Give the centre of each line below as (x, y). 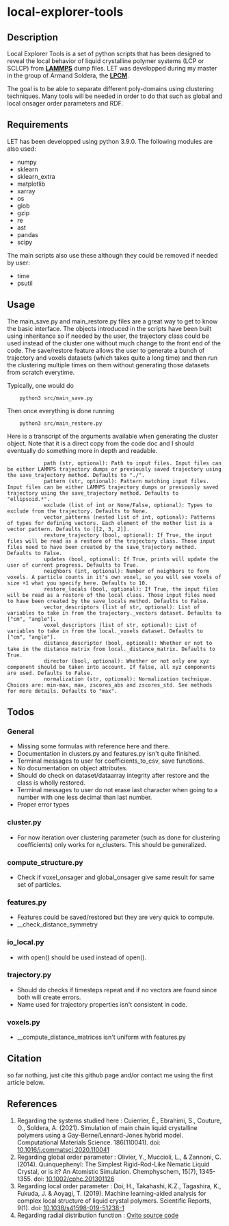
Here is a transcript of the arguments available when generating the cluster (113, 436)
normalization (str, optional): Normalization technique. (128, 679)
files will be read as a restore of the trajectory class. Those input (111, 541)
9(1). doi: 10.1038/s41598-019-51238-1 (71, 1207)
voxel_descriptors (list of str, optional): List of (120, 625)
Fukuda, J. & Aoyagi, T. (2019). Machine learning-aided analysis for (111, 1193)
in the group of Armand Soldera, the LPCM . (68, 75)
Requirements (38, 125)
